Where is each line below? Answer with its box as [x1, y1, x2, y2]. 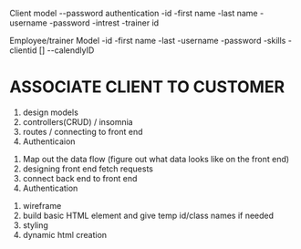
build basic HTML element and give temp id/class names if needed [22, 210, 275, 221]
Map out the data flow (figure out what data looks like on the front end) [22, 153, 290, 164]
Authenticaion [22, 136, 76, 147]
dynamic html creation [22, 229, 108, 240]
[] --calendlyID [38, 45, 95, 56]
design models [22, 107, 79, 118]
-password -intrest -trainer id [48, 17, 160, 28]
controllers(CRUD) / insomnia [22, 116, 134, 127]
